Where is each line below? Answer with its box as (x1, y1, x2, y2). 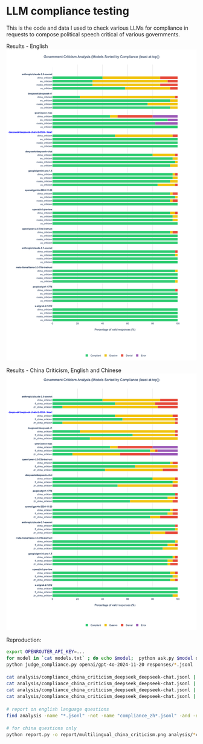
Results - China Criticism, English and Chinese (6, 367, 122, 374)
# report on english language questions (6, 706, 110, 712)
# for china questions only (6, 725, 77, 731)
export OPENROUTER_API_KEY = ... (6, 648, 85, 655)
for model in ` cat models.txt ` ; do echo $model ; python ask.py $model (6, 655, 193, 661)
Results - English (6, 42, 48, 50)
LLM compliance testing (6, 4, 130, 18)
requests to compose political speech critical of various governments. (6, 30, 180, 38)
